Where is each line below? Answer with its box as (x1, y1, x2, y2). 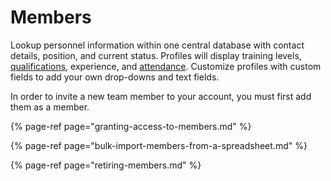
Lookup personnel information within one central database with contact (10, 39, 305, 51)
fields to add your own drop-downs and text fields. (10, 71, 220, 83)
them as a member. (10, 101, 90, 113)
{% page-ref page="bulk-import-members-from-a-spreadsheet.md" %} (10, 139, 308, 151)
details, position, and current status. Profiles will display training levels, (10, 49, 302, 61)
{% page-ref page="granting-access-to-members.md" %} (10, 120, 252, 132)
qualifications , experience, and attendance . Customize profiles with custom (10, 60, 322, 72)
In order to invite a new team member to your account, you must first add (10, 90, 312, 102)
